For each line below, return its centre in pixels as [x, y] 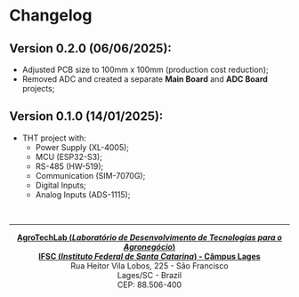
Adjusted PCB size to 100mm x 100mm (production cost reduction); [145, 69]
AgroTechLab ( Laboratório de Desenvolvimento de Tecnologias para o [149, 237]
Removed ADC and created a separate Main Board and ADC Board [145, 79]
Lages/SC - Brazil [149, 275]
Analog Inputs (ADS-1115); [83, 194]
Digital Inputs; [61, 185]
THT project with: [54, 138]
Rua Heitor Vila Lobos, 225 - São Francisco [149, 265]
